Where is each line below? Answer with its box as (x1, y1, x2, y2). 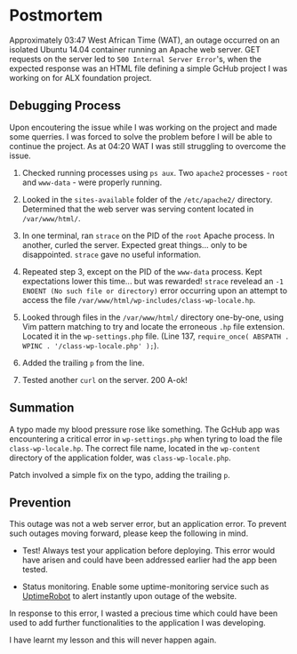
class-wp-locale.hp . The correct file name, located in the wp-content (9, 443, 261, 453)
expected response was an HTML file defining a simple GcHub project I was (9, 63, 288, 74)
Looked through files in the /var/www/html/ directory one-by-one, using (21, 312, 285, 323)
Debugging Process (9, 99, 122, 114)
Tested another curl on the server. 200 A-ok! (21, 374, 189, 385)
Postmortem (9, 5, 103, 26)
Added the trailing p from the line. (21, 357, 145, 368)
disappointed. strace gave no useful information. (21, 249, 202, 259)
